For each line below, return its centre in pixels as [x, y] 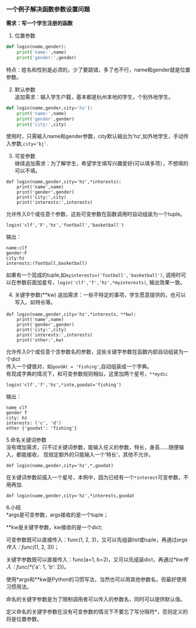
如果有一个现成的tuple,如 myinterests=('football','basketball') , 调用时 [94, 275]
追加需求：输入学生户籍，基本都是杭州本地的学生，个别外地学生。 [94, 97]
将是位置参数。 [24, 619]
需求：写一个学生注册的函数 [39, 23]
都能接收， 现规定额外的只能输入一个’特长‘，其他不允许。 [85, 455]
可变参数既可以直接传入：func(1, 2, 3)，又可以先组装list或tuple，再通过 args [97, 540]
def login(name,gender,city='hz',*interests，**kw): [71, 315]
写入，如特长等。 [35, 302]
